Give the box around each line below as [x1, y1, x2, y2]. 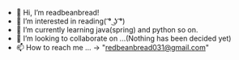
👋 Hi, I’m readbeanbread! [15, 8, 100, 17]
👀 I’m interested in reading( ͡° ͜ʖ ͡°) [15, 16, 126, 26]
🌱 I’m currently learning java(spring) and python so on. [15, 25, 198, 34]
